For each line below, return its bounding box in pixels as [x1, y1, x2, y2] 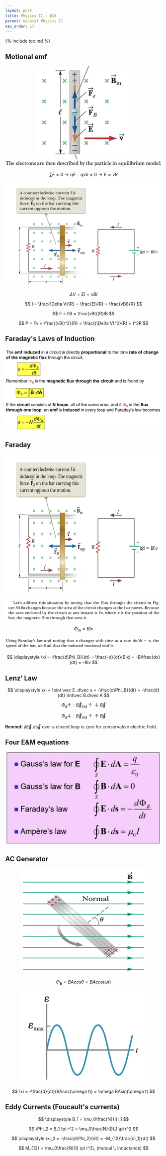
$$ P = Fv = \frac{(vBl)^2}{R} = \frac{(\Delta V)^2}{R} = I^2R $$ [18, 320, 149, 326]
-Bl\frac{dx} [136, 654, 161, 660]
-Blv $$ [82, 660, 98, 666]
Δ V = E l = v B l [69, 291, 98, 297]
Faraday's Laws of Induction [5, 335, 95, 343]
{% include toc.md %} [5, 38, 51, 44]
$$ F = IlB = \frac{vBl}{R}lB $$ [52, 310, 115, 316]
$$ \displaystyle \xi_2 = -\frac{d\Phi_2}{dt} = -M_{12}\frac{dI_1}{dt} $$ [11, 1135, 156, 1141]
